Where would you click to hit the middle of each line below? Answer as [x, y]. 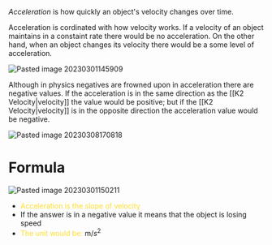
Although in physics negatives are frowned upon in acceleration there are [131, 85]
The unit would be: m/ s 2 [60, 232]
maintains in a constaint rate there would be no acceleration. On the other [132, 36]
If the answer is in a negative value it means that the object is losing [134, 214]
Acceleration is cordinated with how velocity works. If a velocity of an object [136, 27]
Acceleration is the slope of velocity [80, 205]
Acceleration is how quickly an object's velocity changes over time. [121, 12]
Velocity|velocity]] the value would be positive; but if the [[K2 [111, 102]
